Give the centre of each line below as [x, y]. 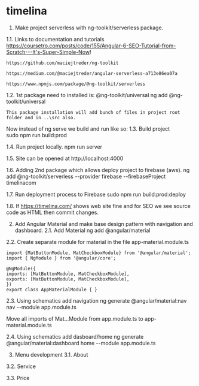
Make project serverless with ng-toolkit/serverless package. [89, 28]
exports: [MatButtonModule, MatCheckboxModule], [68, 279]
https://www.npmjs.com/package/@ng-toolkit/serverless [76, 84]
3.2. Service [21, 366]
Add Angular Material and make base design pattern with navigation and [104, 224]
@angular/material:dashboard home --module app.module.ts [81, 343]
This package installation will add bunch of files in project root [93, 112]
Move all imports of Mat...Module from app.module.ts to [75, 318]
